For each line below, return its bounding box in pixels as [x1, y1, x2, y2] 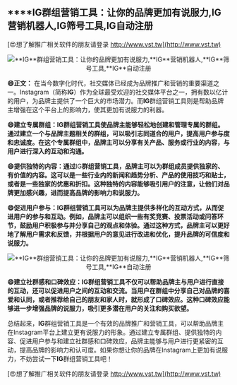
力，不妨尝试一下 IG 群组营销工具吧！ [7, 354, 113, 362]
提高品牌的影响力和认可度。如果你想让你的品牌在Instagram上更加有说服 [19, 345, 228, 354]
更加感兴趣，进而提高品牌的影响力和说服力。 [13, 188, 143, 196]
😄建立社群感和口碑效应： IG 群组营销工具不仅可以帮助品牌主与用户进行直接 [7, 278, 224, 286]
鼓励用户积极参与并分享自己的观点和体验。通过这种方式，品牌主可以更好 [19, 221, 230, 230]
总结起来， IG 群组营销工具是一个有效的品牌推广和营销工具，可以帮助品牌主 [7, 319, 224, 327]
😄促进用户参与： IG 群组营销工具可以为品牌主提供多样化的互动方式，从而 [7, 203, 219, 212]
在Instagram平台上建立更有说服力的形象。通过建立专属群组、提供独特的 [7, 328, 216, 336]
